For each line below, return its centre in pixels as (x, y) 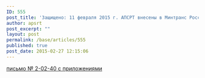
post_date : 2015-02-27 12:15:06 (47, 51)
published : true (27, 46)
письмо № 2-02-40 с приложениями (54, 68)
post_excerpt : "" (28, 29)
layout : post (23, 34)
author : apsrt (24, 23)
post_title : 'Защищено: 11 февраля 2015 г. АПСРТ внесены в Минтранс (97, 18)
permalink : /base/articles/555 (46, 40)
